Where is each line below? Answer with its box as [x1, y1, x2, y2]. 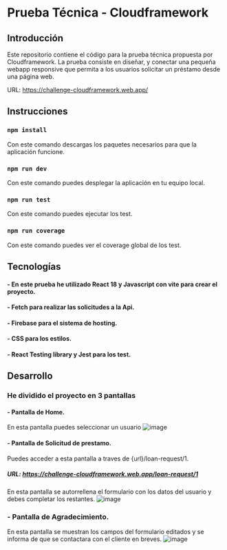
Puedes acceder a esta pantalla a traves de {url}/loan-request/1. [7, 454, 189, 463]
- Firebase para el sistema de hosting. [7, 319, 118, 327]
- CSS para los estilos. [7, 335, 72, 343]
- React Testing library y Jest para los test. [7, 350, 131, 359]
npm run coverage [7, 227, 65, 235]
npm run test [7, 195, 51, 204]
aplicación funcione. [7, 147, 65, 156]
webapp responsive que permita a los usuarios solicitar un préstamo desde [7, 65, 221, 73]
